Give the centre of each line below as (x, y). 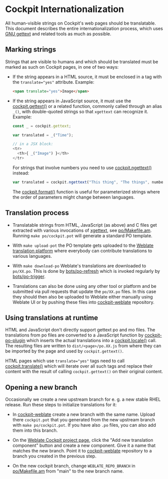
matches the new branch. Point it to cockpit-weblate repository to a (82, 451)
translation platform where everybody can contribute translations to (82, 251)
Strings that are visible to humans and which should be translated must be (82, 62)
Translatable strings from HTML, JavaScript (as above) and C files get (85, 225)
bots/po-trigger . (29, 276)
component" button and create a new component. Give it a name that (84, 445)
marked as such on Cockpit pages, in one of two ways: (62, 67)
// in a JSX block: (33, 144)
